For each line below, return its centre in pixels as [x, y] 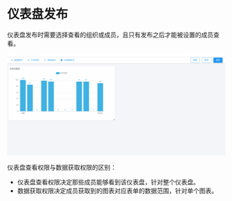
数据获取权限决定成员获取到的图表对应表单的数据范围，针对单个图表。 [117, 191]
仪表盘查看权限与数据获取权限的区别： [62, 167]
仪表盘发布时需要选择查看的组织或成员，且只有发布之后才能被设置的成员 [110, 35]
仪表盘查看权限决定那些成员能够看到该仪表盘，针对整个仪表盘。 [108, 182]
